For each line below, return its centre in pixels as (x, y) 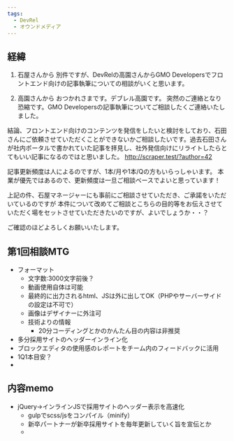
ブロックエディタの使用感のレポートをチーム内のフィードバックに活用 (118, 348)
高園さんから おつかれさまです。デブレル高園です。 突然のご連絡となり (119, 98)
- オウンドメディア (37, 27)
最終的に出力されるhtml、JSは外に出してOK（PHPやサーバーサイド (125, 296)
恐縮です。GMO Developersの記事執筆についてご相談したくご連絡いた (118, 107)
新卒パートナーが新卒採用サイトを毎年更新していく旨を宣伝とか (119, 424)
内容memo (30, 388)
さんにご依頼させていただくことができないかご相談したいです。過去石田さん (117, 140)
